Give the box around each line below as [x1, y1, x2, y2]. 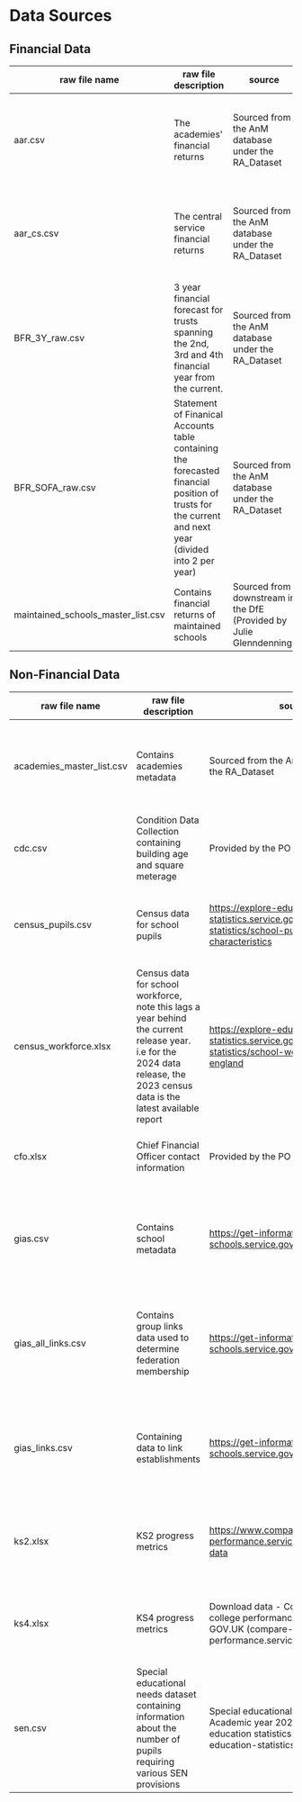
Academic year [209, 1716, 273, 1728]
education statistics [209, 1727, 292, 1740]
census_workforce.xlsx [13, 1040, 111, 1052]
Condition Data [136, 814, 200, 826]
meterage [136, 869, 177, 882]
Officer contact [136, 1149, 200, 1162]
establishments [136, 1453, 200, 1465]
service [173, 221, 206, 234]
